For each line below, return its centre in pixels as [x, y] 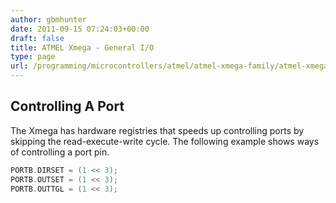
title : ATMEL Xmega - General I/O [82, 47]
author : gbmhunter [48, 19]
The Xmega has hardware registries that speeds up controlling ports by [157, 130]
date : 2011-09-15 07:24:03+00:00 [80, 29]
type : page [33, 57]
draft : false [37, 38]
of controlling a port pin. [60, 152]
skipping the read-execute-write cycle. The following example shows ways [165, 141]
